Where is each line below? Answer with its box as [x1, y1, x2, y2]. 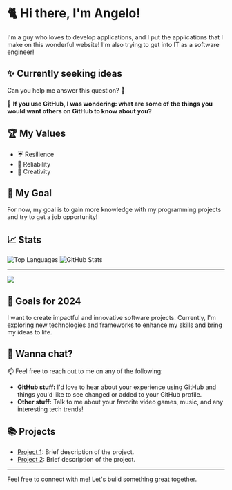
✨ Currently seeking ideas [7, 68, 123, 79]
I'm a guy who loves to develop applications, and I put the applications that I [7, 32, 223, 41]
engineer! [7, 48, 35, 56]
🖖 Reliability [17, 160, 50, 168]
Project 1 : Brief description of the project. [17, 447, 135, 456]
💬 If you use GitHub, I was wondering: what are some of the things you [7, 100, 213, 108]
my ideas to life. [7, 328, 52, 336]
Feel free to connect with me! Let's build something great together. [7, 475, 197, 483]
